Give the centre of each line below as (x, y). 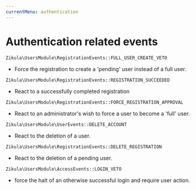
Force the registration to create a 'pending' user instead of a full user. (100, 69)
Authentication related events (82, 41)
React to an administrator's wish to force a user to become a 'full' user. (102, 113)
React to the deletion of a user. (52, 136)
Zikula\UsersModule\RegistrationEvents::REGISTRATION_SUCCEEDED (88, 80)
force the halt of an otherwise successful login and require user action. (102, 180)
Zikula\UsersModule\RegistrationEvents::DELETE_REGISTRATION (84, 147)
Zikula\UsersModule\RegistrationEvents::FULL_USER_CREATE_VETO (87, 58)
